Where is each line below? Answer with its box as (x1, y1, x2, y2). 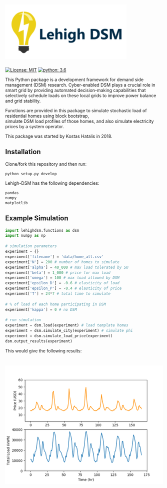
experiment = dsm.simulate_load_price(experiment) (5, 333, 113, 339)
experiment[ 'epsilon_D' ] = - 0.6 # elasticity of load (5, 281, 120, 286)
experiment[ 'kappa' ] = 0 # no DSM (5, 307, 77, 312)
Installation (5, 148, 41, 156)
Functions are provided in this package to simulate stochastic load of (5, 107, 147, 114)
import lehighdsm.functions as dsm (5, 228, 79, 233)
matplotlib (5, 200, 28, 205)
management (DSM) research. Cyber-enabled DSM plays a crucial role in (5, 82, 156, 88)
